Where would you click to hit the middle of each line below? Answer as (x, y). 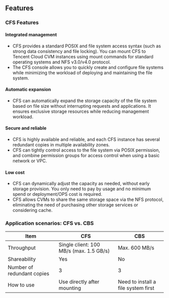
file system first (136, 288)
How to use (21, 285)
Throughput (22, 248)
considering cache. (32, 210)
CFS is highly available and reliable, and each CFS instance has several (86, 139)
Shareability (22, 259)
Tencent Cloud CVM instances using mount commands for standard (83, 56)
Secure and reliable (26, 128)
